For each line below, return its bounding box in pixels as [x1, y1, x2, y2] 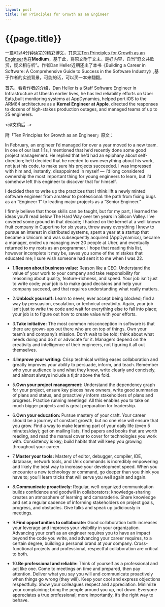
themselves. [12, 347, 37, 353]
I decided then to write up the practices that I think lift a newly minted [5, 188, 146, 194]
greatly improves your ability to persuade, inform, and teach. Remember [12, 362, 159, 368]
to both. [12, 551, 29, 557]
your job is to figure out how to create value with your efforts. [12, 311, 137, 317]
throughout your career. [12, 444, 61, 450]
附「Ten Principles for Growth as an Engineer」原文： [5, 132, 114, 138]
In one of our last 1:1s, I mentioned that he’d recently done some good [5, 147, 146, 153]
